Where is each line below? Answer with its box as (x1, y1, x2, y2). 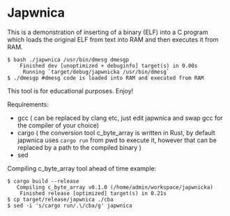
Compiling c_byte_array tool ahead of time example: (7, 164, 157, 172)
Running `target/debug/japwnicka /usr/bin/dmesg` (22, 68, 170, 75)
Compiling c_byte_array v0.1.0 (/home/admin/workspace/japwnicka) (16, 183, 214, 191)
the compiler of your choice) (17, 121, 100, 130)
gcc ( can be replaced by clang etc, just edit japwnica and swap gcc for (17, 114, 223, 122)
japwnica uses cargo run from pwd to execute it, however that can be (17, 136, 217, 144)
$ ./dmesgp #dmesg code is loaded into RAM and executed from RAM (7, 75, 204, 82)
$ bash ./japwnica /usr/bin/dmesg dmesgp (7, 56, 130, 63)
